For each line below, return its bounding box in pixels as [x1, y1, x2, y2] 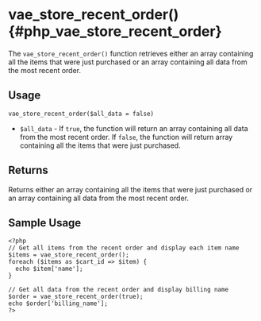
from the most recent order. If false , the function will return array [19, 132, 233, 141]
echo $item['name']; [15, 265, 83, 273]
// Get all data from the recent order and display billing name [8, 286, 228, 294]
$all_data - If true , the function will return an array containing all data [19, 123, 248, 133]
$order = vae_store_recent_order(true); [8, 292, 144, 301]
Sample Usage [8, 216, 82, 230]
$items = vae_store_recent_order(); [8, 251, 129, 259]
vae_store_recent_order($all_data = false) [8, 110, 155, 118]
